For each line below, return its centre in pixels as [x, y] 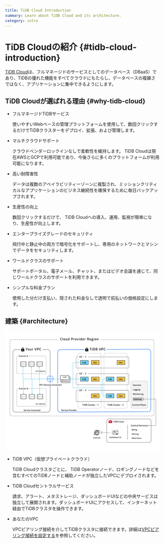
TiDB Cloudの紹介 [41, 47]
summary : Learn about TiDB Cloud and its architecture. [63, 15]
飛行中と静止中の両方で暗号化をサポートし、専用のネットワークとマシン [85, 244]
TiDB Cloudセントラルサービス [43, 486]
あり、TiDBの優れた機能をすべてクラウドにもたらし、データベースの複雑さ [80, 78]
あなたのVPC [25, 519]
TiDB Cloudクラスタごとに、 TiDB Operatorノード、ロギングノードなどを [85, 469]
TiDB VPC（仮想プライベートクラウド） [52, 459]
